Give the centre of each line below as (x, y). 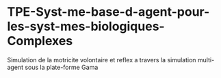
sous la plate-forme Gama (62, 67)
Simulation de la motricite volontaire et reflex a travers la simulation (102, 60)
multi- (206, 60)
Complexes (40, 41)
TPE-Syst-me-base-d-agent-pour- (108, 12)
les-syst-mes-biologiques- (86, 26)
